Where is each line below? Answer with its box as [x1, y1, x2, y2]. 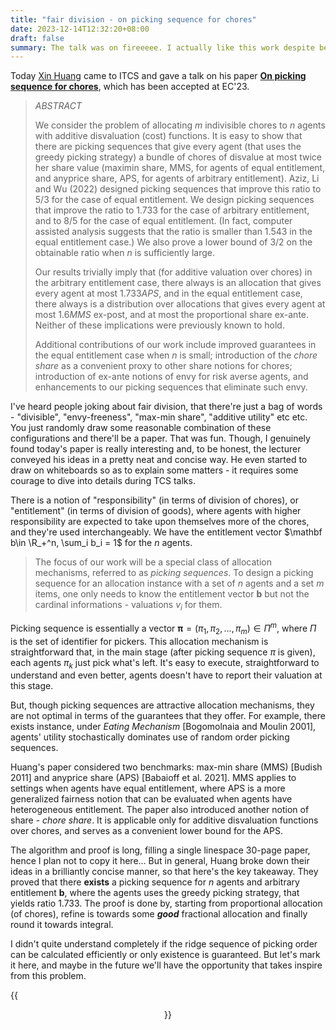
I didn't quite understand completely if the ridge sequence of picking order [10, 938, 318, 950]
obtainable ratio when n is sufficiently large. [34, 247, 215, 259]
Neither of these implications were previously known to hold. [34, 319, 285, 331]
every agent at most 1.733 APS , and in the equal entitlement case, [34, 287, 303, 300]
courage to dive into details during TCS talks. [10, 475, 196, 487]
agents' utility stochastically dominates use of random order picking [10, 731, 290, 743]
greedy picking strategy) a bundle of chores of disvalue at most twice [34, 151, 322, 163]
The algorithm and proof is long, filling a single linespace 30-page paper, [10, 844, 311, 856]
